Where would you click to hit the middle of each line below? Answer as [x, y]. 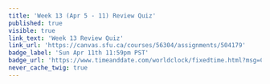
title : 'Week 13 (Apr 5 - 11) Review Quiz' [82, 16]
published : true [35, 23]
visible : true [32, 30]
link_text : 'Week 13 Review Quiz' [66, 38]
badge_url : [27, 61]
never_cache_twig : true [48, 68]
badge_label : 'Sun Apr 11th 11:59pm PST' [79, 53]
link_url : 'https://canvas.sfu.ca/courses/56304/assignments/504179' [127, 46]
